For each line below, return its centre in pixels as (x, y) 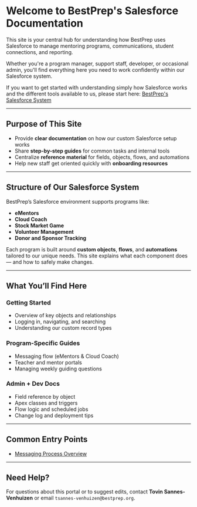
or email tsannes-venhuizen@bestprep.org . (85, 498)
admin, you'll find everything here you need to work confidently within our (95, 69)
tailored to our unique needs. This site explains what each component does (97, 256)
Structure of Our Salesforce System (73, 188)
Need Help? (28, 478)
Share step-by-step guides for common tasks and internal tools (92, 151)
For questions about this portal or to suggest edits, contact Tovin (84, 492)
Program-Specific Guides (43, 343)
